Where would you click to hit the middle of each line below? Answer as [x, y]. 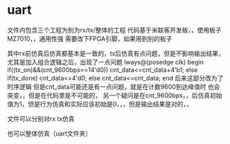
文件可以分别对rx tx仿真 [41, 118]
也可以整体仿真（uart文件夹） [50, 133]
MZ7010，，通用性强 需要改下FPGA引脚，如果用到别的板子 [90, 38]
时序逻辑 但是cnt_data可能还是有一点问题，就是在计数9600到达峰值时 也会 [114, 87]
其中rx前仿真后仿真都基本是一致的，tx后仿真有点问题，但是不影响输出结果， [116, 53]
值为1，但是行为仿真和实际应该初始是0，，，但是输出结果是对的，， [100, 104]
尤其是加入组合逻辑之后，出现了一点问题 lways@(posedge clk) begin [106, 62]
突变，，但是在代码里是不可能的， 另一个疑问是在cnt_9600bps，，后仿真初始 [115, 95]
